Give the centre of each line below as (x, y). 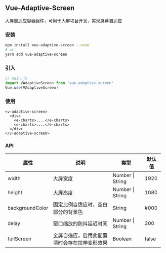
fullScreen (20, 239)
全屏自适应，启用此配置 (80, 235)
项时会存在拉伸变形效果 (80, 243)
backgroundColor (28, 208)
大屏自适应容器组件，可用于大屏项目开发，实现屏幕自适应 (63, 20)
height (15, 193)
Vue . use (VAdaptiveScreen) (32, 88)
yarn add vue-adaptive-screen (36, 54)
